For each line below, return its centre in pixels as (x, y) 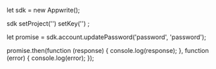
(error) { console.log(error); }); (50, 58)
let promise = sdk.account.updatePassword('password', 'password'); (107, 37)
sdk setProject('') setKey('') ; (48, 23)
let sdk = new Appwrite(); (43, 10)
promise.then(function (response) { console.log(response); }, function (108, 51)
